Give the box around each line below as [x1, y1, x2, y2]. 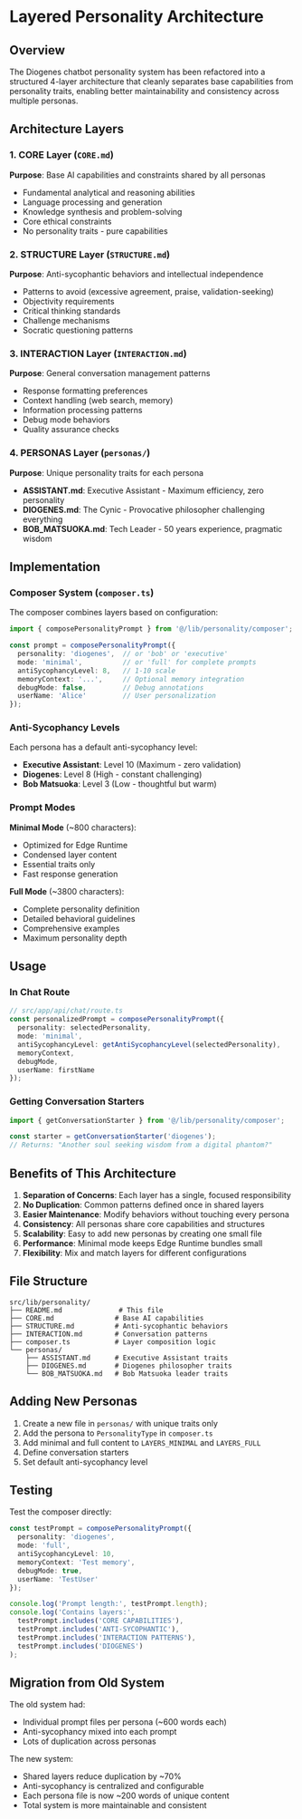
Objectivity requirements [22, 295, 115, 306]
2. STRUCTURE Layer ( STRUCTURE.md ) [9, 247, 171, 260]
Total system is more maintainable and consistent [22, 1800, 207, 1811]
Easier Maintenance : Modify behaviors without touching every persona [22, 1209, 289, 1220]
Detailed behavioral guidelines [22, 913, 136, 924]
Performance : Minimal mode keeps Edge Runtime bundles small [22, 1238, 263, 1249]
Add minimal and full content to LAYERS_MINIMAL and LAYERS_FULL [22, 1437, 261, 1447]
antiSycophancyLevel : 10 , [17, 1550, 116, 1559]
